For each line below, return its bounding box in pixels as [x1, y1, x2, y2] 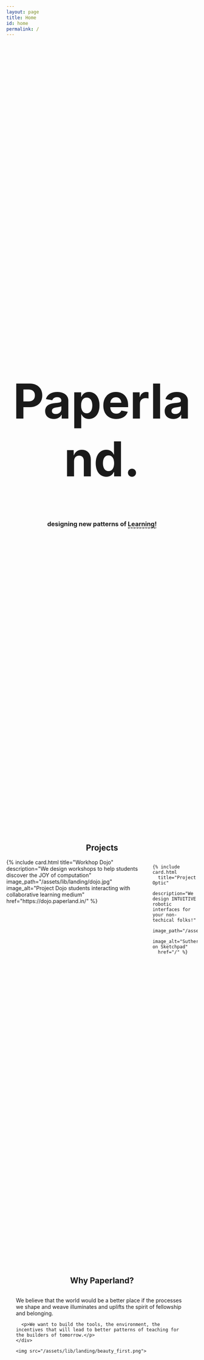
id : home [6, 20, 29, 26]
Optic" [152, 880, 169, 886]
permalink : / [6, 26, 39, 32]
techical [152, 917, 175, 924]
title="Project [157, 874, 196, 881]
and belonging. [16, 1309, 53, 1317]
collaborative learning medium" [6, 891, 85, 898]
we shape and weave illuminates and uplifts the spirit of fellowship [16, 1303, 182, 1311]
